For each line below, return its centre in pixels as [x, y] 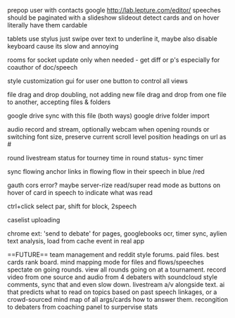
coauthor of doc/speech [43, 67]
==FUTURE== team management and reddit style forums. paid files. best [113, 255]
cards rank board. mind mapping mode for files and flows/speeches [106, 262]
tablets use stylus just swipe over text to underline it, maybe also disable [113, 39]
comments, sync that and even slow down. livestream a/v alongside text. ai [116, 285]
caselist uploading [34, 220]
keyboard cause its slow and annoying [63, 46]
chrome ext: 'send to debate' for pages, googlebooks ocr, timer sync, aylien [117, 234]
